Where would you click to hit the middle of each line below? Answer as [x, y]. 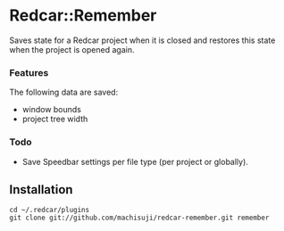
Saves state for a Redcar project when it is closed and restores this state [142, 40]
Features [29, 72]
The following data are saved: [64, 92]
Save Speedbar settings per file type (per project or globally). [135, 161]
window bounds [52, 110]
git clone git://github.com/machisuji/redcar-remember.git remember [139, 218]
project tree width [55, 119]
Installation [41, 190]
